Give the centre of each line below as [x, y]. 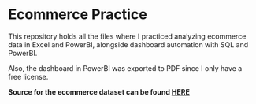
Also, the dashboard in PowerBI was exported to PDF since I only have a [125, 68]
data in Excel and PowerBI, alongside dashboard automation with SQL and [128, 44]
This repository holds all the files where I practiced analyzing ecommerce [127, 36]
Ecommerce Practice [78, 15]
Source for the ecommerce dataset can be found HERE [99, 91]
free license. [28, 76]
